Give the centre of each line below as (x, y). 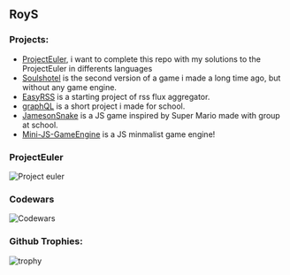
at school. (40, 125)
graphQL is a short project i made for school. (103, 106)
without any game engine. (69, 87)
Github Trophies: (46, 241)
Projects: (29, 40)
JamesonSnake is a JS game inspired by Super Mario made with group (151, 115)
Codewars (32, 199)
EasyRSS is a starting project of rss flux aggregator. (116, 96)
